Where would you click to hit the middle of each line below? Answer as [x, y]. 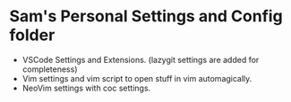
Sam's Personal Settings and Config [146, 16]
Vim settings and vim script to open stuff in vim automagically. [137, 78]
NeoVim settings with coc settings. [86, 88]
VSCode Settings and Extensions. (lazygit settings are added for [141, 59]
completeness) [50, 69]
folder [32, 35]
